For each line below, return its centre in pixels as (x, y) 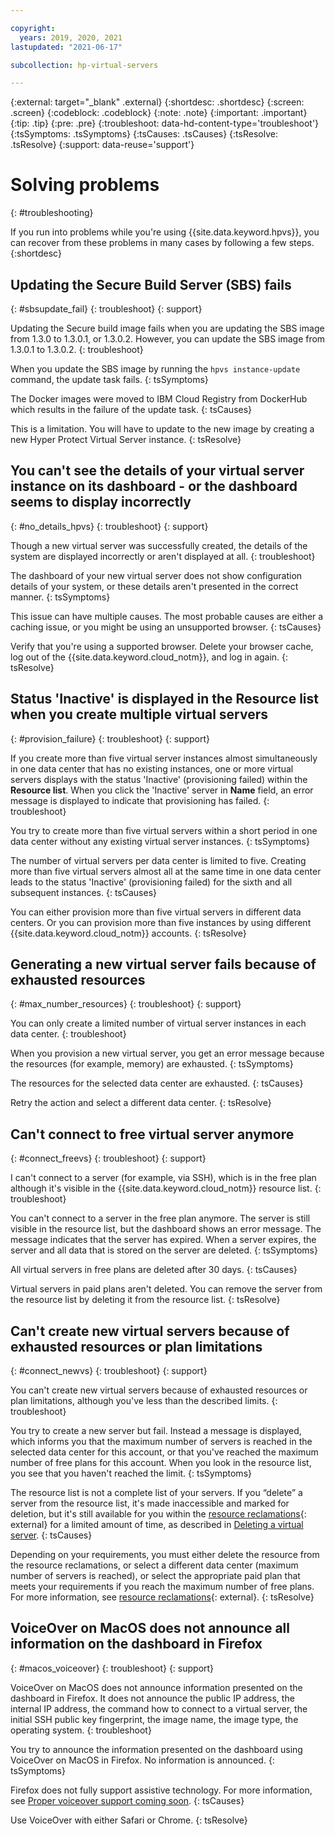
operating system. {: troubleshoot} (81, 1730)
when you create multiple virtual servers (139, 714)
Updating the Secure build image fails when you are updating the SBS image (167, 328)
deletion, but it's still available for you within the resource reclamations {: (158, 1514)
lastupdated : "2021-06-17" (66, 47)
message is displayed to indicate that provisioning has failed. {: (140, 800)
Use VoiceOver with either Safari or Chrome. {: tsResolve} (129, 1820)
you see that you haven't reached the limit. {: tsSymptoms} (131, 1473)
